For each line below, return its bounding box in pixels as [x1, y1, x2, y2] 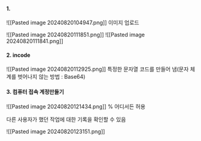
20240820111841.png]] [6, 38, 64, 45]
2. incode [6, 51, 30, 59]
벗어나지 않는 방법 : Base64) [17, 73, 86, 80]
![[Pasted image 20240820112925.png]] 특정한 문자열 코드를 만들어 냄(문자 [6, 65, 189, 73]
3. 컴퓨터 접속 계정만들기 [6, 88, 64, 95]
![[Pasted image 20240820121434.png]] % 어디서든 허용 [6, 103, 146, 110]
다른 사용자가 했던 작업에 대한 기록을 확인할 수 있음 [6, 116, 126, 123]
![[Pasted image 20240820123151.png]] [6, 128, 105, 135]
